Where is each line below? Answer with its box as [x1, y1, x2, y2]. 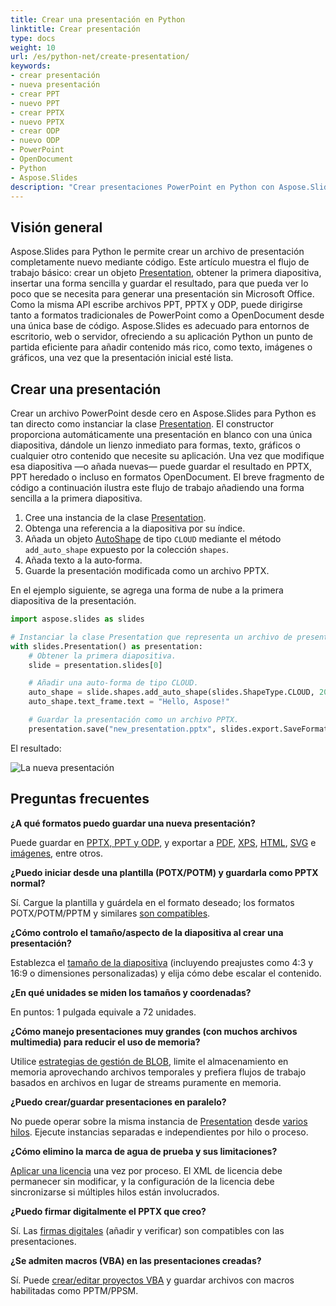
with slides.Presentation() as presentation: [10, 641, 203, 651]
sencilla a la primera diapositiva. [10, 492, 143, 504]
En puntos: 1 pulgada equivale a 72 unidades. [10, 1006, 197, 1018]
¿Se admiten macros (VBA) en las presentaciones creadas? [10, 1254, 262, 1266]
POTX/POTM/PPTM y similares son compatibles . [10, 907, 211, 919]
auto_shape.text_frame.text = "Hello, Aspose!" [28, 697, 230, 707]
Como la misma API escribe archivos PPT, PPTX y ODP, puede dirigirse [10, 299, 303, 311]
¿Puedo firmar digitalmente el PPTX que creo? [10, 1205, 207, 1217]
